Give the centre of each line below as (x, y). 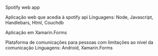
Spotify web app (22, 7)
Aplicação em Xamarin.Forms (36, 32)
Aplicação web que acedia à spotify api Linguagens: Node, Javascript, (79, 17)
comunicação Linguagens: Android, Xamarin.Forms (59, 48)
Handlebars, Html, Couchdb (34, 23)
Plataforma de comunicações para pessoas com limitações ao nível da (80, 42)
